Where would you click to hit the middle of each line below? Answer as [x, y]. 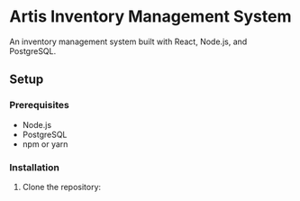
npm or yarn [45, 144]
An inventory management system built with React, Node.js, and [128, 41]
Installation [35, 167]
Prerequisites [39, 105]
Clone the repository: [62, 187]
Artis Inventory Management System [150, 17]
